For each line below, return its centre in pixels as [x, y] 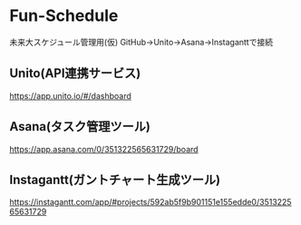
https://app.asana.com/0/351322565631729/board [104, 149]
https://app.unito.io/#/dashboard [70, 95]
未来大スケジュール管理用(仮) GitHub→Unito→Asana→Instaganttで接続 [141, 42]
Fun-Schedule [64, 16]
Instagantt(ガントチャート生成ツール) [115, 179]
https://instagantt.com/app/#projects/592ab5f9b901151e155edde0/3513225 [150, 202]
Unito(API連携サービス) [75, 73]
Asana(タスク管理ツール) [80, 127]
